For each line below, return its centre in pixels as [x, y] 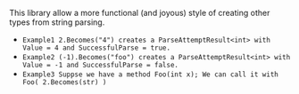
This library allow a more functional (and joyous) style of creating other [140, 13]
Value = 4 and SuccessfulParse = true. [96, 48]
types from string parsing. [57, 22]
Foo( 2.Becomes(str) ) [64, 82]
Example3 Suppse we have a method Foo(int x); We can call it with [150, 74]
